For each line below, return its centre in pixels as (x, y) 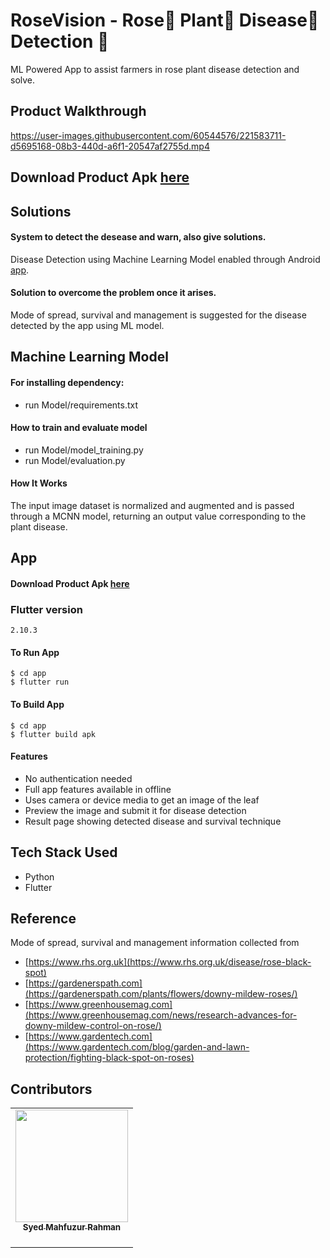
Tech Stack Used (64, 852)
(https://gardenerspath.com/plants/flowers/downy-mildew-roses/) (161, 994)
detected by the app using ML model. (87, 325)
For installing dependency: (67, 382)
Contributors (51, 1089)
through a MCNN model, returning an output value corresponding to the (158, 516)
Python (39, 876)
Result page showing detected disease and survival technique (153, 821)
